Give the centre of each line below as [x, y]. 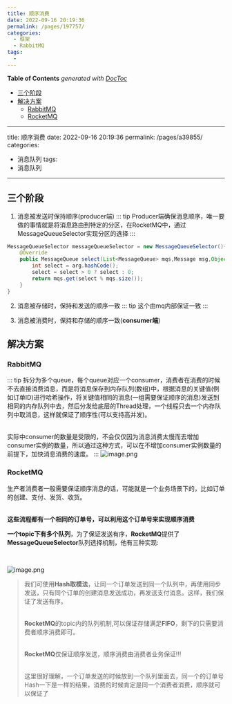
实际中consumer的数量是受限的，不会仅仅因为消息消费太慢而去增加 [103, 437]
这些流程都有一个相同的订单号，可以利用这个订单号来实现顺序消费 [101, 519]
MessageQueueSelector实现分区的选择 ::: [76, 233]
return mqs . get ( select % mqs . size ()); [88, 278]
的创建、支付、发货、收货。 [47, 497]
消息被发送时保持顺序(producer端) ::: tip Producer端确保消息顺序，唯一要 [121, 216]
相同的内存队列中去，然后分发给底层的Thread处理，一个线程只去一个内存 [111, 406]
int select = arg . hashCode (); [75, 266]
